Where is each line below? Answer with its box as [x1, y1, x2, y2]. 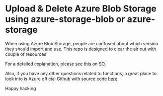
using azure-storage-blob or [5, 13, 125, 25]
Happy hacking [5, 85, 36, 91]
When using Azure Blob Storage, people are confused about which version [5, 40, 159, 46]
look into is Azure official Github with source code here [5, 76, 118, 82]
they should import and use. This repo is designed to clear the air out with [5, 46, 157, 52]
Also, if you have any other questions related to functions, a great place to [5, 70, 157, 76]
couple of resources [5, 51, 47, 57]
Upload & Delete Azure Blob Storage [5, 3, 157, 14]
